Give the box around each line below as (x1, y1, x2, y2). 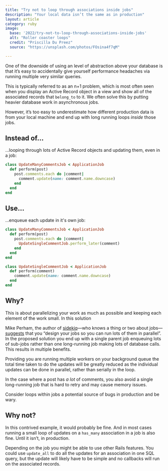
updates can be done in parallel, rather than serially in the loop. (5, 366, 136, 372)
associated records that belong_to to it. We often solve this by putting (5, 94, 149, 100)
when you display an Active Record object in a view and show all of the (5, 88, 152, 94)
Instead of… (5, 134, 44, 143)
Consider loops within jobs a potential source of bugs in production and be (5, 391, 159, 397)
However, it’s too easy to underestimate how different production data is (5, 109, 154, 115)
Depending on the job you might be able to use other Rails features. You (5, 444, 154, 451)
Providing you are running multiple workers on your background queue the (5, 356, 159, 362)
